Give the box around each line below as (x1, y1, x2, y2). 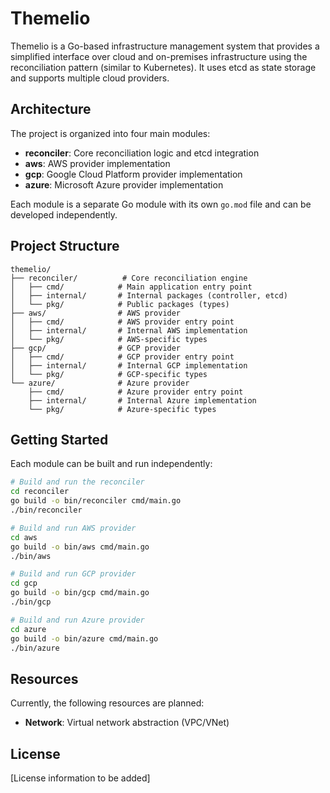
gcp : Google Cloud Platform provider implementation (24, 168, 243, 180)
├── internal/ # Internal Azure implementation (28, 395, 257, 406)
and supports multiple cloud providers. (10, 72, 170, 84)
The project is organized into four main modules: (10, 127, 211, 139)
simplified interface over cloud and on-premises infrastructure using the (10, 50, 308, 62)
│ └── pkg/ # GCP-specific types (10, 369, 208, 379)
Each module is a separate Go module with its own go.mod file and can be (10, 198, 312, 210)
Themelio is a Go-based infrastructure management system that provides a (10, 40, 320, 52)
